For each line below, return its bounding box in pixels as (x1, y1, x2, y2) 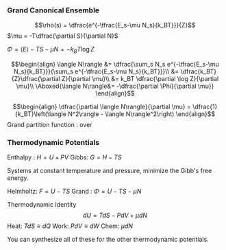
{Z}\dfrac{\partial (11, 75, 60, 83)
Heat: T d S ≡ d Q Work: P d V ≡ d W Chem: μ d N (7, 222, 134, 230)
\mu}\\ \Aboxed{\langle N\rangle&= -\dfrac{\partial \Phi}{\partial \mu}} (16, 82, 214, 91)
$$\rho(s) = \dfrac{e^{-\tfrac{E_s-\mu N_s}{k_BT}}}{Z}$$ (34, 21, 196, 30)
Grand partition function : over (7, 121, 92, 129)
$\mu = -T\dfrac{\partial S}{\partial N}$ (7, 32, 118, 40)
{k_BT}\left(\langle (14, 110, 67, 118)
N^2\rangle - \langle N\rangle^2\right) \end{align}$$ (68, 110, 216, 118)
